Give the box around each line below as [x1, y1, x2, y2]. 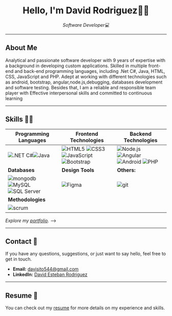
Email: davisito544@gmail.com [12, 266, 79, 272]
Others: [117, 166, 136, 173]
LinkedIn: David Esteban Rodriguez [12, 271, 88, 278]
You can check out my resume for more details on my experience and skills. [5, 305, 165, 311]
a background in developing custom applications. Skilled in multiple [5, 63, 147, 69]
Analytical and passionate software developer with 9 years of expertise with [5, 57, 165, 63]
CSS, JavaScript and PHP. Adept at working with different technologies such [5, 73, 167, 80]
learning [5, 95, 23, 102]
